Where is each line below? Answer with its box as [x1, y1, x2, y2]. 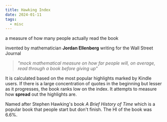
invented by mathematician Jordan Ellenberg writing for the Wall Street [5, 45, 153, 51]
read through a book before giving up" [17, 66, 98, 72]
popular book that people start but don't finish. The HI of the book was [5, 106, 152, 112]
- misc [10, 21, 24, 27]
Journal [5, 50, 21, 56]
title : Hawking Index [5, 7, 51, 13]
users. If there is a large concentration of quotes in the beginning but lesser [5, 81, 162, 87]
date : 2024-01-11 [5, 12, 42, 17]
